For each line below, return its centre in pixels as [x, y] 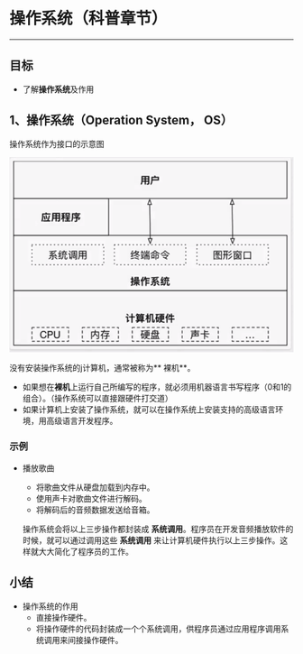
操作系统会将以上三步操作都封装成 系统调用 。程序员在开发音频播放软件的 [158, 529]
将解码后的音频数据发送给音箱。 [95, 510]
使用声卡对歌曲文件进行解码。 [91, 498]
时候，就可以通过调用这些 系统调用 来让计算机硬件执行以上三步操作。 [151, 540]
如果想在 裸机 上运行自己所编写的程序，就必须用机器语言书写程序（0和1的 [157, 387]
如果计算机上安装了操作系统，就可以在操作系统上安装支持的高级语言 [149, 410]
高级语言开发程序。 [82, 421]
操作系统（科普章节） [89, 18]
